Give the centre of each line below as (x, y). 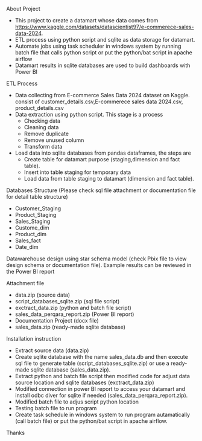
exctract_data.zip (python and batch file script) (73, 308)
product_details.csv (39, 108)
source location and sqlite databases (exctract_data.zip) (85, 382)
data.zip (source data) (43, 295)
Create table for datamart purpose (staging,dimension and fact (102, 159)
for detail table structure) (37, 197)
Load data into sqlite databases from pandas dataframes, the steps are (103, 153)
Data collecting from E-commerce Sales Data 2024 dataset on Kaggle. (102, 95)
